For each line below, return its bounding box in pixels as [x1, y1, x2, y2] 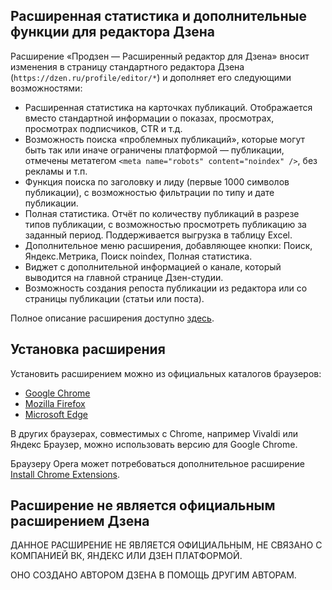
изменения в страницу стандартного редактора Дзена [10, 60, 245, 73]
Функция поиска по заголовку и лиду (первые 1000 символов [24, 175, 290, 188]
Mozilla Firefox [24, 397, 86, 409]
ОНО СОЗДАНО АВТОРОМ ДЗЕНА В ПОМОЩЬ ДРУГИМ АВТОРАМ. [10, 569, 297, 581]
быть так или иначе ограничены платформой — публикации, [24, 144, 285, 156]
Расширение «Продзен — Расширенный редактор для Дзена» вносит [10, 50, 310, 62]
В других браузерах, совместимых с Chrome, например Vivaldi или [10, 427, 299, 439]
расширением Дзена [10, 513, 150, 530]
